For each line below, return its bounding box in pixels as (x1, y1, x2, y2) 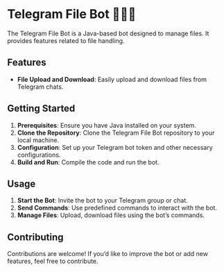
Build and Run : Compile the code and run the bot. (17, 158, 160, 166)
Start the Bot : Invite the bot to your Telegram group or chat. (17, 196, 189, 205)
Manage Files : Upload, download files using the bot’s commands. (17, 211, 205, 219)
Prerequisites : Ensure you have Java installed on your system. (17, 121, 196, 129)
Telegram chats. (17, 83, 64, 91)
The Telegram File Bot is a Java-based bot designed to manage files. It (7, 29, 209, 37)
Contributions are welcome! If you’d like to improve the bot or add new (7, 250, 208, 258)
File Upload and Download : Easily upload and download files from (17, 75, 207, 83)
